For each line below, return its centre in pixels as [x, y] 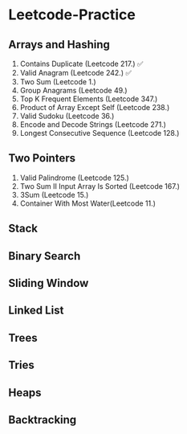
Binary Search [45, 256]
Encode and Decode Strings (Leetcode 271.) [93, 125]
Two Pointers [42, 158]
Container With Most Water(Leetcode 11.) [88, 203]
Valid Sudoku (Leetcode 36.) [67, 116]
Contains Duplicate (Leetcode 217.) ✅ [81, 63]
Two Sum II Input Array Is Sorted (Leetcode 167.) [100, 186]
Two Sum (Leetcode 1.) [58, 82]
